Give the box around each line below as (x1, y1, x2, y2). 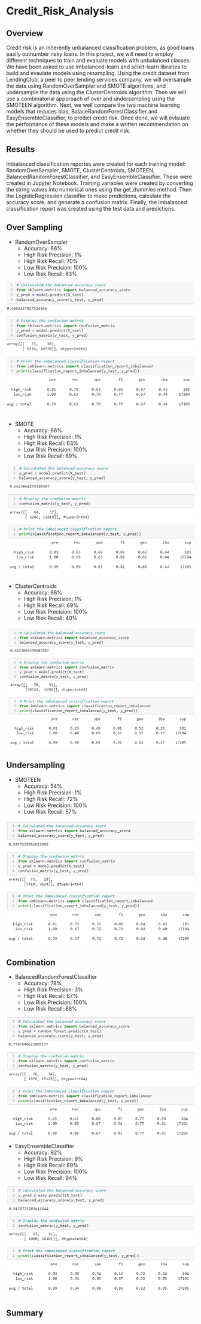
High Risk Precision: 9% (23, 1155, 83, 1162)
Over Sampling (6, 222, 63, 232)
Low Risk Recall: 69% (23, 452, 78, 459)
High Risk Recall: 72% (23, 795, 78, 802)
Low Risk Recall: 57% (23, 808, 77, 815)
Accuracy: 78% (23, 980, 62, 987)
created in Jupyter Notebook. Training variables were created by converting (6, 179, 193, 187)
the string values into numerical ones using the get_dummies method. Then (6, 186, 192, 193)
